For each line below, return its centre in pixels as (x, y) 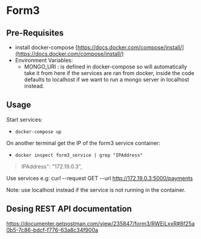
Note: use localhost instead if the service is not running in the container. (96, 190)
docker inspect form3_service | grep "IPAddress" (79, 155)
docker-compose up (38, 132)
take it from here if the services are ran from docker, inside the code (109, 73)
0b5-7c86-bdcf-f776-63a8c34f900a (52, 230)
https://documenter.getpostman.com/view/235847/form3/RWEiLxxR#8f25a (100, 223)
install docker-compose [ (46, 47)
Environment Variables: (44, 60)
